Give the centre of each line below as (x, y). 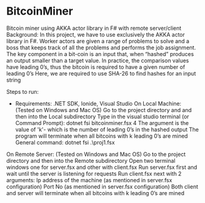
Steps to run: (23, 91)
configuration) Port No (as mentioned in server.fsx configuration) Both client (102, 187)
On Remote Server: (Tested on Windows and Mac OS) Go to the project (96, 154)
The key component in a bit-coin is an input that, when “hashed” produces (100, 54)
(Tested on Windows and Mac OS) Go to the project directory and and (103, 110)
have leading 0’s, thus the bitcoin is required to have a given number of (96, 67)
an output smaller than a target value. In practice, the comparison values (98, 60)
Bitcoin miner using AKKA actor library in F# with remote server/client (94, 28)
